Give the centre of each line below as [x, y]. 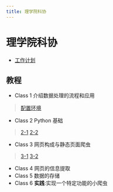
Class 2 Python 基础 [39, 121]
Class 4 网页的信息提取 [42, 168]
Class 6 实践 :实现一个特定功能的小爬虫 [61, 183]
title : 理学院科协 [26, 11]
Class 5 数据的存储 [37, 176]
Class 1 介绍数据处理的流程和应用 [54, 95]
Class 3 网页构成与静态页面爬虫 [52, 144]
